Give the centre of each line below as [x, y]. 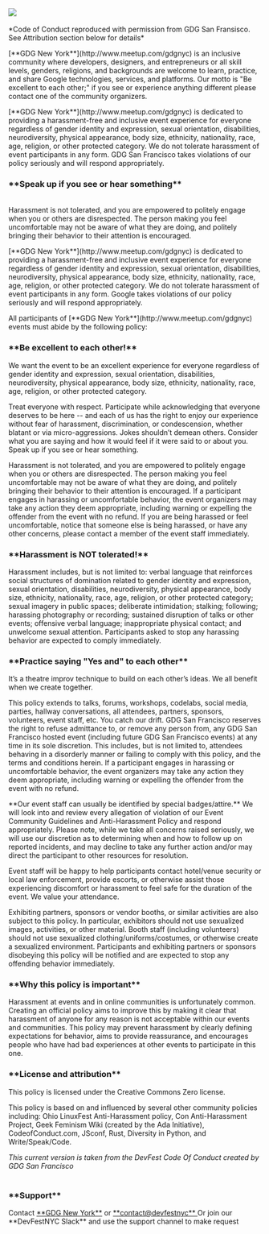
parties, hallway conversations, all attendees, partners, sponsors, [116, 711]
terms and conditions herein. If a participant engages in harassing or [122, 763]
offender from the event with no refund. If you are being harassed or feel [128, 516]
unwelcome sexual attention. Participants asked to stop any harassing [124, 631]
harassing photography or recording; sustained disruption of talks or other [131, 615]
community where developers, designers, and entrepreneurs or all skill [125, 62]
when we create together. [51, 687]
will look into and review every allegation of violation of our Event [116, 813]
